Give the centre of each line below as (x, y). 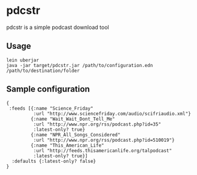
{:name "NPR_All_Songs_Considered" (75, 135)
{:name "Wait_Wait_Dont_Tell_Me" (73, 119)
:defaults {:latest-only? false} (54, 161)
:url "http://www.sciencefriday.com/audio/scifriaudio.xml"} (112, 113)
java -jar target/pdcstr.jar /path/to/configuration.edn (80, 65)
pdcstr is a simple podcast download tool (58, 27)
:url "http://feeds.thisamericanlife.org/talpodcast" (102, 151)
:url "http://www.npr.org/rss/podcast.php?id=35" (97, 124)
